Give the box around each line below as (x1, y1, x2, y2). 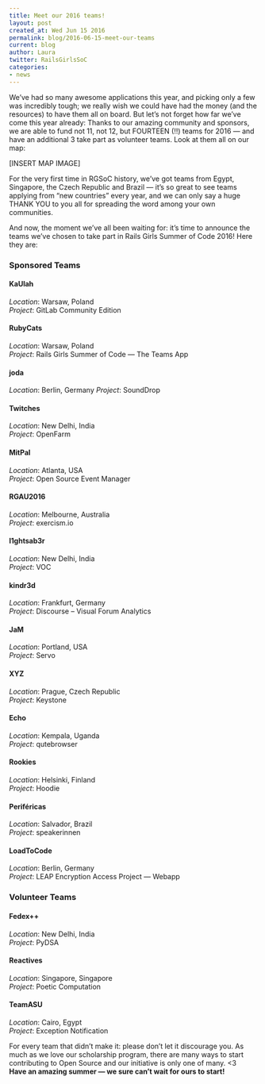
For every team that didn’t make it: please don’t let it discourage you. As (9, 1041, 244, 1051)
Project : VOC (9, 562, 52, 571)
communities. (9, 207, 54, 217)
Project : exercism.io (9, 517, 74, 528)
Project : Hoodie (9, 783, 60, 793)
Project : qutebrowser (9, 739, 78, 748)
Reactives (9, 955, 43, 965)
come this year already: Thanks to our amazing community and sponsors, (9, 117, 250, 127)
